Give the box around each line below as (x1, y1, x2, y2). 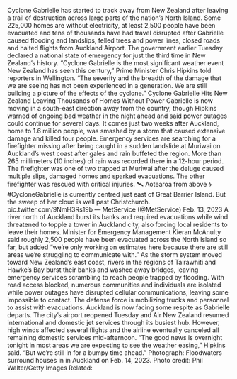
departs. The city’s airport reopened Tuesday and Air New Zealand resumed (7, 311, 229, 319)
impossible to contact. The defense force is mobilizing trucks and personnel (7, 296, 229, 304)
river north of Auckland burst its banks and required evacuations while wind (7, 213, 229, 221)
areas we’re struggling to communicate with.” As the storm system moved (7, 251, 223, 258)
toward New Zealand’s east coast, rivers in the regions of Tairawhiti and (7, 258, 216, 266)
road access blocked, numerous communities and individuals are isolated (7, 280, 221, 289)
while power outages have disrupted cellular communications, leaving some (7, 288, 229, 297)
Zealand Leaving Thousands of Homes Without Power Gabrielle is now (7, 97, 214, 105)
